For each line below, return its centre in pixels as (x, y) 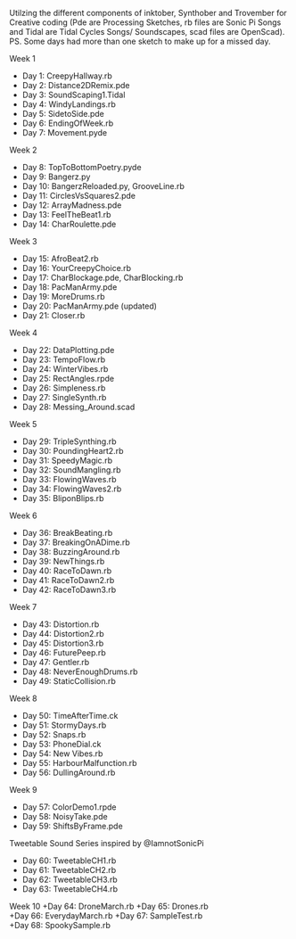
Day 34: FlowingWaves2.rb (72, 489)
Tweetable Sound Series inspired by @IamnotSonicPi (107, 843)
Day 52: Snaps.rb (54, 734)
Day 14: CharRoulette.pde (69, 224)
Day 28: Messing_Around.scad (78, 407)
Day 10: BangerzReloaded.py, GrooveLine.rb (103, 186)
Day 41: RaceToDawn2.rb (68, 580)
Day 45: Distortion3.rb (63, 643)
